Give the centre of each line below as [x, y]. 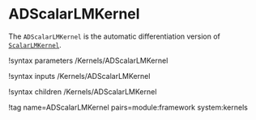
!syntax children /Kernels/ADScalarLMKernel [83, 91]
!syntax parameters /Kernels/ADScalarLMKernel [88, 60]
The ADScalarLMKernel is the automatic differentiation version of [114, 36]
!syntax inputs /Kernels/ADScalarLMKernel [79, 76]
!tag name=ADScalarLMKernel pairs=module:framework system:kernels [128, 107]
